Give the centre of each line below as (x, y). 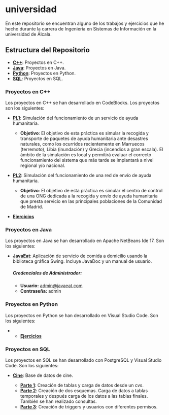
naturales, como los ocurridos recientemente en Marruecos (82, 144)
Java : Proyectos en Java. (39, 67)
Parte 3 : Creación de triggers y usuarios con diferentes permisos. (89, 406)
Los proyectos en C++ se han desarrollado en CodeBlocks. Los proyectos (82, 103)
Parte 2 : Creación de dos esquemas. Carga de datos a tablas (84, 390)
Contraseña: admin (41, 291)
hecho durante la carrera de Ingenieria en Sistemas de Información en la (81, 28)
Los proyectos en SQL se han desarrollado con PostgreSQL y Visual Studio (83, 360)
